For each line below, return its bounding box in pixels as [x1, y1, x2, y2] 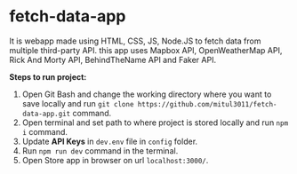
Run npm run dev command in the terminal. [21, 145, 179, 156]
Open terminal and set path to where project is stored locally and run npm [21, 117, 289, 128]
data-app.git [21, 109, 71, 118]
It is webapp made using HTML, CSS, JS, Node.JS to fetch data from [9, 36, 261, 46]
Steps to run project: [9, 71, 87, 82]
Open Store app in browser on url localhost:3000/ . [21, 154, 209, 165]
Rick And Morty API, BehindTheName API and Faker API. [9, 54, 216, 65]
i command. [21, 126, 68, 137]
